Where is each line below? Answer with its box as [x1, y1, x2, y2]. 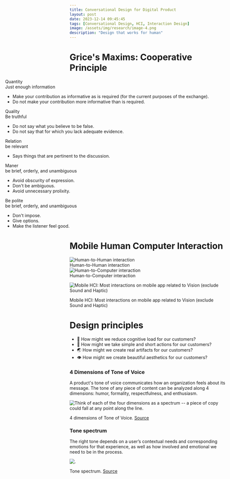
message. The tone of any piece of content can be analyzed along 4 [69, 385, 209, 391]
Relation [5, 138, 22, 144]
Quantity [5, 78, 23, 84]
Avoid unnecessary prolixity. [12, 188, 70, 194]
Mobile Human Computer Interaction [69, 240, 223, 252]
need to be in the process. [69, 449, 123, 455]
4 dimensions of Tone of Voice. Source [69, 415, 149, 421]
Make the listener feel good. [12, 223, 70, 229]
